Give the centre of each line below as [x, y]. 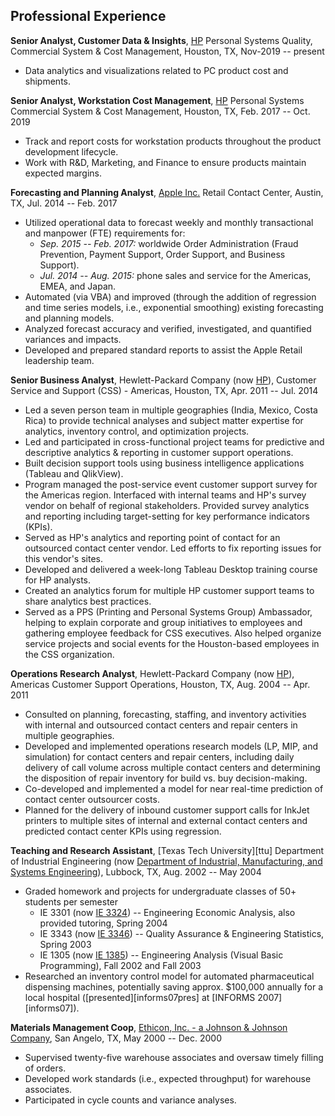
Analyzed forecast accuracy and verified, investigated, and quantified [168, 328]
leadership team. [59, 360]
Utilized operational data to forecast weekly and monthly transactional [169, 222]
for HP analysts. [58, 580]
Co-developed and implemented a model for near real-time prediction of [174, 788]
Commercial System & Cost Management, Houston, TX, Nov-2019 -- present [167, 51]
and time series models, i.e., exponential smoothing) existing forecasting [174, 307]
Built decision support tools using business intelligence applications [164, 463]
